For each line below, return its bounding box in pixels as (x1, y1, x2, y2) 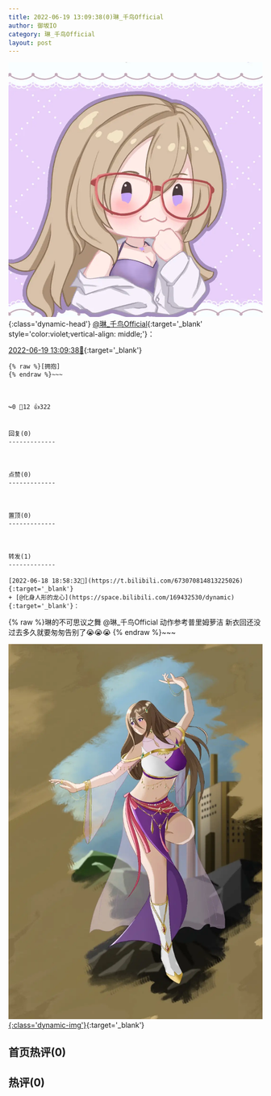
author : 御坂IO (8, 21, 57, 30)
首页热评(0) (8, 1046, 66, 1060)
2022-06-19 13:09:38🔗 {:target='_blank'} (8, 345, 143, 355)
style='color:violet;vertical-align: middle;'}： (8, 329, 155, 339)
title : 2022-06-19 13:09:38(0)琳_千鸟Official (8, 13, 164, 21)
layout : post (8, 39, 52, 47)
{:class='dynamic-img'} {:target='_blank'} (8, 1020, 145, 1030)
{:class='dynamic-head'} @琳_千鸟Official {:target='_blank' (8, 319, 203, 329)
